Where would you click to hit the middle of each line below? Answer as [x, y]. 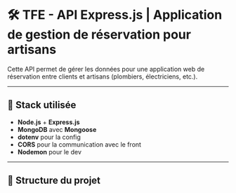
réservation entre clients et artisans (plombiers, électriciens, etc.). [103, 76]
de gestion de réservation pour [99, 35]
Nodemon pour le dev [50, 152]
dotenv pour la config [49, 137]
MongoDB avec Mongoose [57, 129]
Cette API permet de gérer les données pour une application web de [106, 69]
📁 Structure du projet [54, 181]
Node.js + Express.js [48, 122]
